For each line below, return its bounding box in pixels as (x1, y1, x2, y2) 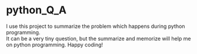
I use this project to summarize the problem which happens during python (6, 23, 185, 30)
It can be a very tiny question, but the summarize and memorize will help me (6, 35, 191, 42)
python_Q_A (6, 3, 66, 17)
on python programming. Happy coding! (6, 41, 103, 48)
